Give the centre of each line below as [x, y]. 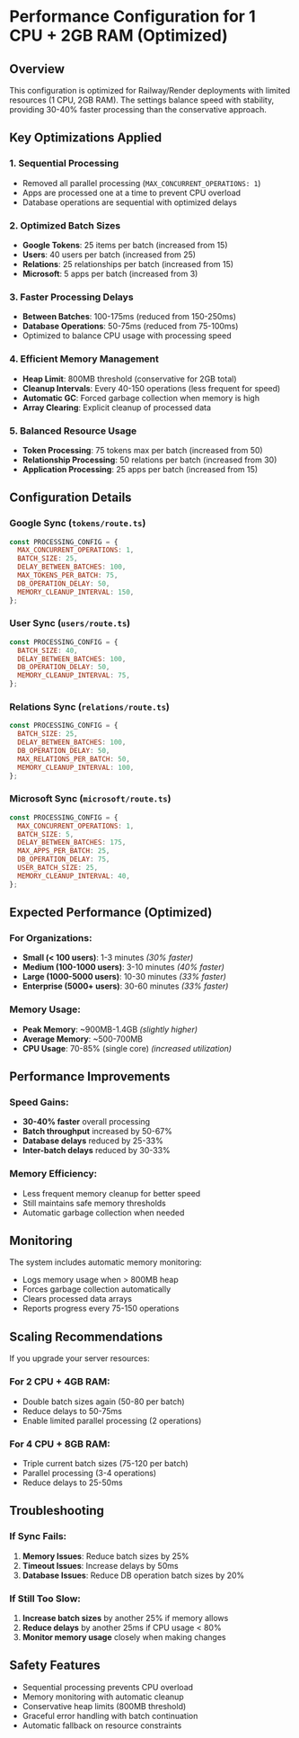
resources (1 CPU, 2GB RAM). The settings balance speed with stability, [142, 100]
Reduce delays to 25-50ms [72, 1483]
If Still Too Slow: [45, 1599]
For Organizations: [51, 938]
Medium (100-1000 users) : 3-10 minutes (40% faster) [123, 967]
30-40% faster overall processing [86, 1122]
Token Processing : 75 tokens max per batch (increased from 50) [142, 450]
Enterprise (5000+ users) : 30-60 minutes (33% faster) [125, 986]
